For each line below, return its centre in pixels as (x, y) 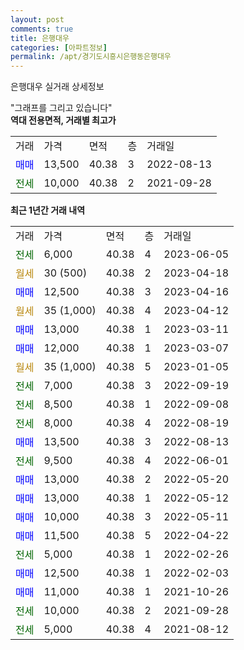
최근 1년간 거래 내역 (48, 210)
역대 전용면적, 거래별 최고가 (63, 120)
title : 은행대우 (40, 38)
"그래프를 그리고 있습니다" (61, 108)
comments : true (42, 29)
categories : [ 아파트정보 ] (59, 47)
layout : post (37, 19)
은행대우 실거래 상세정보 (57, 87)
